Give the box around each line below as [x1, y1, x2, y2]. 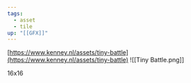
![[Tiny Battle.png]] [130, 56, 185, 64]
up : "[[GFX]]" [7, 29, 49, 37]
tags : [7, 10, 23, 17]
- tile [13, 23, 33, 30]
